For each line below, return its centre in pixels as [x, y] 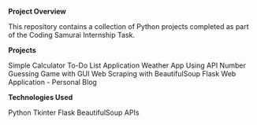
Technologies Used [41, 97]
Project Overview [37, 11]
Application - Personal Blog [52, 82]
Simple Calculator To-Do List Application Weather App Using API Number [127, 65]
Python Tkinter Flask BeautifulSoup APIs [74, 112]
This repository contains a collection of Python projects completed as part [129, 26]
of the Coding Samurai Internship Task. [72, 35]
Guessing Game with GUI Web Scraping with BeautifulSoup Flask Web [122, 74]
